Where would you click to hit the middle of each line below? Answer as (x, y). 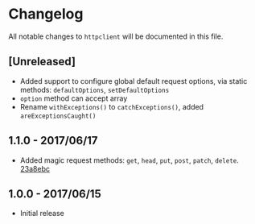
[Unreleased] (42, 62)
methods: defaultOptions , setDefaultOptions (95, 89)
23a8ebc (35, 168)
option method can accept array (74, 98)
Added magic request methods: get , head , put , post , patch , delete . (130, 160)
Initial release (42, 214)
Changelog (46, 14)
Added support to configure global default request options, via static (134, 81)
